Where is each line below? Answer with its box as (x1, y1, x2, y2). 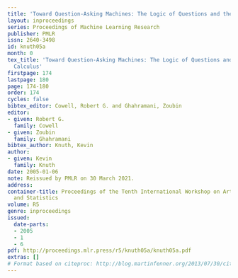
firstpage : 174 (7, 69, 52, 76)
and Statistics (13, 195, 59, 202)
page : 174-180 (7, 83, 50, 90)
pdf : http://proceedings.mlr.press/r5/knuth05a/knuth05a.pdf (7, 247, 192, 255)
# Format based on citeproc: (7, 260, 93, 267)
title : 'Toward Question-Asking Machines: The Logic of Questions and (7, 10, 220, 18)
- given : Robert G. (7, 115, 65, 122)
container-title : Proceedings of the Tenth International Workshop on (7, 188, 220, 195)
